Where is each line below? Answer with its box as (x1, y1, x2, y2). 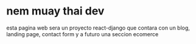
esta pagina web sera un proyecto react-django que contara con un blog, (6, 24, 191, 31)
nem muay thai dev (6, 4, 105, 18)
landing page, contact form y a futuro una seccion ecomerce (6, 30, 159, 37)
